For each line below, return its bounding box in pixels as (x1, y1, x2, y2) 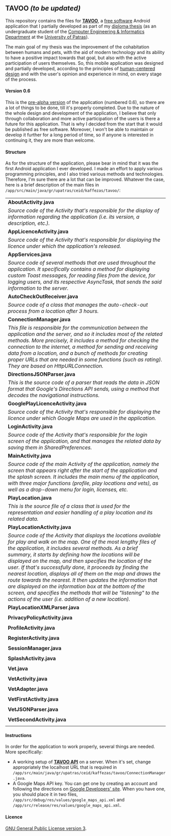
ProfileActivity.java (8, 624, 55, 632)
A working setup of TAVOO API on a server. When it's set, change (12, 759, 151, 765)
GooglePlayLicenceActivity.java (8, 400, 87, 407)
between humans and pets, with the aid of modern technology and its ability (5, 49, 165, 55)
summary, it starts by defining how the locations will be (8, 551, 140, 558)
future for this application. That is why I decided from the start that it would (5, 121, 163, 127)
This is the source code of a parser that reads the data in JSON (8, 379, 160, 386)
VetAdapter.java (8, 686, 48, 693)
